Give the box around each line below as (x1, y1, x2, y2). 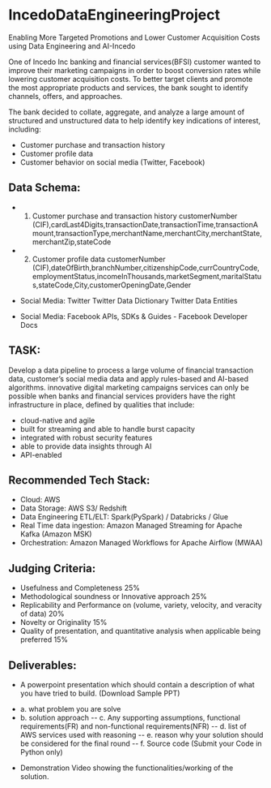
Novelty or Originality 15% (19, 618, 108, 627)
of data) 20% (19, 609, 65, 618)
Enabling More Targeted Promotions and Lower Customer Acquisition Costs (8, 32, 260, 42)
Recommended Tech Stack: (8, 473, 150, 487)
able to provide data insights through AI (19, 441, 152, 451)
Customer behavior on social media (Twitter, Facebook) (19, 157, 205, 167)
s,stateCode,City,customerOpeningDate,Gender (32, 280, 192, 290)
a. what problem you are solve (19, 704, 121, 713)
